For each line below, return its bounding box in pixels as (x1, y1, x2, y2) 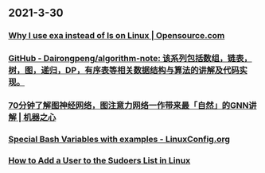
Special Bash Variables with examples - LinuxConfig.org (8, 134, 231, 145)
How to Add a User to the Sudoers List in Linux (8, 155, 191, 166)
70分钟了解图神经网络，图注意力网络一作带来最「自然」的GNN (8, 100, 249, 111)
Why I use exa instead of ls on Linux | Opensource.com (8, 30, 225, 41)
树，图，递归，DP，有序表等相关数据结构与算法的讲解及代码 (8, 65, 240, 76)
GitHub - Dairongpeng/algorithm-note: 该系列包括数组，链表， (8, 53, 252, 64)
